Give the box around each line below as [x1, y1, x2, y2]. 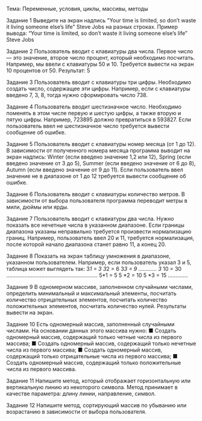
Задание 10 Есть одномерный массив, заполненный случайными [6, 321, 175, 328]
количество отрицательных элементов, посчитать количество [6, 296, 168, 303]
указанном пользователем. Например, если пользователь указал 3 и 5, [6, 259, 192, 266]
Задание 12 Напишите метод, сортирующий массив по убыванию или [6, 402, 187, 409]
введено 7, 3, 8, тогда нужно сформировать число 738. [6, 92, 148, 98]
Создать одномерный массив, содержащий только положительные [6, 359, 181, 366]
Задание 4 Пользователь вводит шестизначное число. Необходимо [6, 103, 182, 110]
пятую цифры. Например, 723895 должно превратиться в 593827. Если [6, 116, 191, 123]
